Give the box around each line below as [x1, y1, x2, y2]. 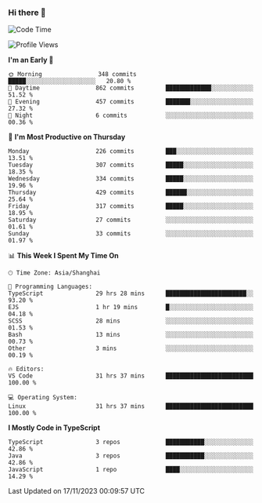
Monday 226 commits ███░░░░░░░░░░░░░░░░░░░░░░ [8, 148, 254, 155]
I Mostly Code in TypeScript [8, 423, 100, 432]
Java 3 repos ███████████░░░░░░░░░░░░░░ [8, 452, 254, 460]
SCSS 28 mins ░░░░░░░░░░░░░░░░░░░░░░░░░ [8, 317, 254, 325]
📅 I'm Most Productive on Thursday [8, 133, 126, 142]
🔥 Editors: [8, 365, 45, 374]
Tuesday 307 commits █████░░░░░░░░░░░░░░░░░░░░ [8, 161, 254, 169]
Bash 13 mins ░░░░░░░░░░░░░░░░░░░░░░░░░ [8, 331, 254, 339]
